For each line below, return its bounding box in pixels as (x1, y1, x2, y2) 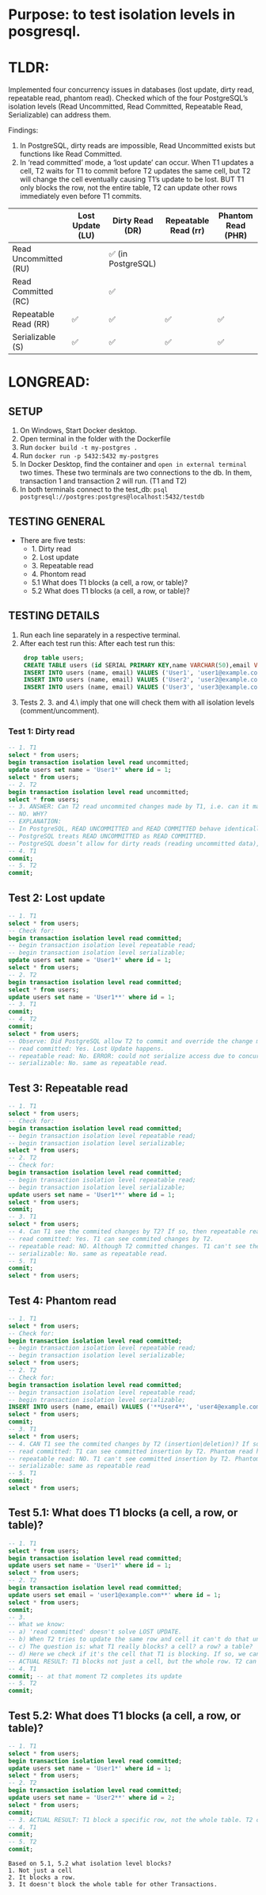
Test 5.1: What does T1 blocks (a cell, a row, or (8, 1506, 238, 1519)
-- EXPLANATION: (8, 818, 62, 826)
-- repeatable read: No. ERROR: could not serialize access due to (8, 1052, 236, 1060)
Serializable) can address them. (8, 110, 112, 120)
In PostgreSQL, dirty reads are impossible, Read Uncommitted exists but (19, 141, 256, 151)
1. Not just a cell (8, 1866, 73, 1875)
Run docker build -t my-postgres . (19, 442, 138, 453)
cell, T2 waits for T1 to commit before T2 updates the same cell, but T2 (19, 166, 251, 176)
